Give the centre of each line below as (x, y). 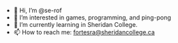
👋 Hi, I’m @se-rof (38, 10)
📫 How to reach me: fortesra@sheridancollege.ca (84, 32)
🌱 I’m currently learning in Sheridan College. (75, 25)
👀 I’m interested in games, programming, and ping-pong (92, 17)
